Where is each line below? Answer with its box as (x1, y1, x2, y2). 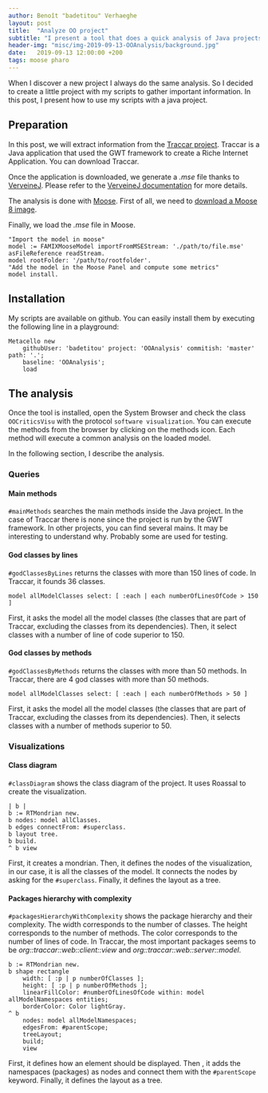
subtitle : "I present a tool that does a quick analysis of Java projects (8, 34, 262, 42)
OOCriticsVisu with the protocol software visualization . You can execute (8, 416, 252, 426)
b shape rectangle (8, 968, 69, 976)
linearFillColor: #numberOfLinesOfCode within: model (22, 988, 205, 997)
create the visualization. (8, 786, 87, 796)
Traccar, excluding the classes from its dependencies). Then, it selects (8, 712, 241, 721)
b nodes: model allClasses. (8, 816, 102, 824)
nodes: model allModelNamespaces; (22, 1016, 137, 1025)
